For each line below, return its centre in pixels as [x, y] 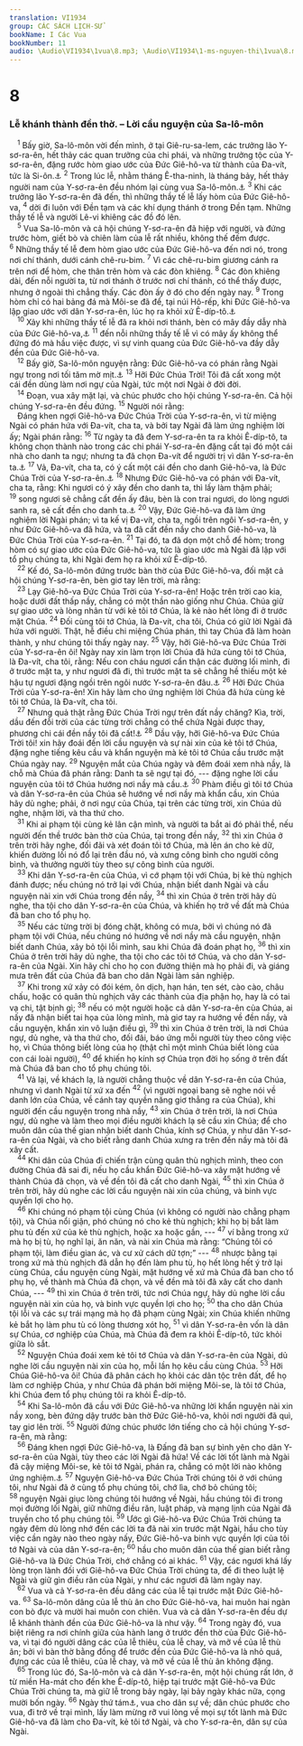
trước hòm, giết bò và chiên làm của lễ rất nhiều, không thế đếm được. [140, 238]
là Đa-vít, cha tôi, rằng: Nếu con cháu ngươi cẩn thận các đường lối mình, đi [150, 662]
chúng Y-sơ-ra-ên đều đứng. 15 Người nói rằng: [97, 406]
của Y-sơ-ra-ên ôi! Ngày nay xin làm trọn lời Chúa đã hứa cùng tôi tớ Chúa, [148, 652]
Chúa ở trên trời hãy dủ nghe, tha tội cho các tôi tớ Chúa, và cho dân [136, 957]
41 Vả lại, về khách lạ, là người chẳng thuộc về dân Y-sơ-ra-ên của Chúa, [152, 1078]
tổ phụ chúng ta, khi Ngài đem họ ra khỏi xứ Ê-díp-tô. [108, 559]
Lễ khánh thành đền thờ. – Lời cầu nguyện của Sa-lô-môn [137, 125]
